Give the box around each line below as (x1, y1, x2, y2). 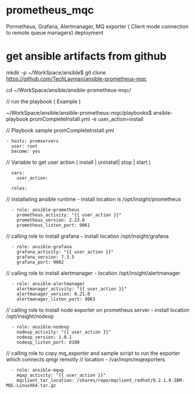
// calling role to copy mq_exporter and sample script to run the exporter (6, 350, 180, 357)
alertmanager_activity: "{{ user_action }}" (16, 286, 127, 292)
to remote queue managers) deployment (6, 29, 104, 36)
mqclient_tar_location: (16, 377, 75, 383)
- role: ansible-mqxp (11, 367, 64, 373)
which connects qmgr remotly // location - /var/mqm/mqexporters (6, 355, 166, 363)
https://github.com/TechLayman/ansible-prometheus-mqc (6, 75, 148, 82)
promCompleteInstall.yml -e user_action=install (29, 115, 143, 122)
